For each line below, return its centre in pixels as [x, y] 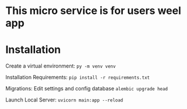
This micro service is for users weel [93, 11]
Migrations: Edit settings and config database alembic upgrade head [87, 89]
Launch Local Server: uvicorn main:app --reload [64, 100]
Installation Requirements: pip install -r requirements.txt [77, 78]
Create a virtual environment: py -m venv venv [61, 66]
